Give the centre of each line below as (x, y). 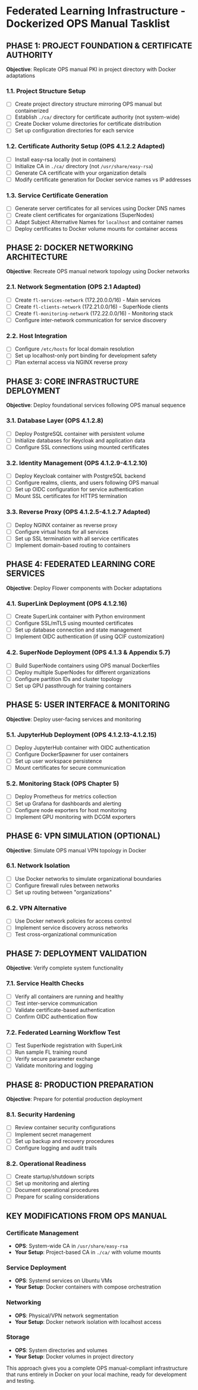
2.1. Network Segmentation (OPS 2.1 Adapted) (73, 287)
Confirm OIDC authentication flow (56, 1016)
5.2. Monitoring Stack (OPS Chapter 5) (63, 784)
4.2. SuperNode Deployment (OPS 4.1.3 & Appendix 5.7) (88, 652)
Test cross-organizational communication (66, 934)
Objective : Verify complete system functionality (65, 968)
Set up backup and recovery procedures (64, 1141)
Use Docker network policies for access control (73, 921)
